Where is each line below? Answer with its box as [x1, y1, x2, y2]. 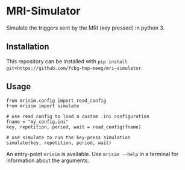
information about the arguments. [6, 157, 89, 164]
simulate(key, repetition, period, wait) [6, 140, 112, 146]
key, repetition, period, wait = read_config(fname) [6, 124, 142, 130]
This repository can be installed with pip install [6, 57, 128, 65]
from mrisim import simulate [6, 102, 80, 109]
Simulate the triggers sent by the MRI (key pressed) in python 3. [6, 24, 165, 31]
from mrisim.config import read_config [6, 98, 107, 104]
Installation [6, 42, 49, 52]
